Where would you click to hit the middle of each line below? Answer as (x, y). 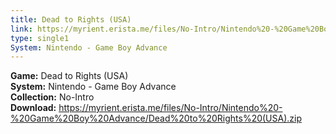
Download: (33, 108)
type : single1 (40, 38)
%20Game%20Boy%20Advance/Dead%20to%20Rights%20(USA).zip (156, 118)
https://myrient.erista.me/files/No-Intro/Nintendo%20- (170, 108)
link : (21, 29)
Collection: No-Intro (52, 97)
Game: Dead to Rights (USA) (69, 76)
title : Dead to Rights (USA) (71, 19)
